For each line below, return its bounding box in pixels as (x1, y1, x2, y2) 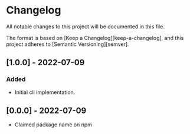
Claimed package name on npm (14, 121, 93, 128)
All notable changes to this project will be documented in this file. (6, 23, 165, 30)
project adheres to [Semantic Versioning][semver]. (6, 41, 129, 48)
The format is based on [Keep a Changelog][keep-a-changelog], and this (6, 34, 184, 41)
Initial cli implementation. (14, 89, 76, 96)
